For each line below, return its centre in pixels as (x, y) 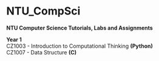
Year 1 (14, 39)
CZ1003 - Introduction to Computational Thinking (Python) (79, 46)
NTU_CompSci (43, 11)
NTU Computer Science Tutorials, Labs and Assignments (79, 28)
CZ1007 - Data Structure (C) (42, 52)
